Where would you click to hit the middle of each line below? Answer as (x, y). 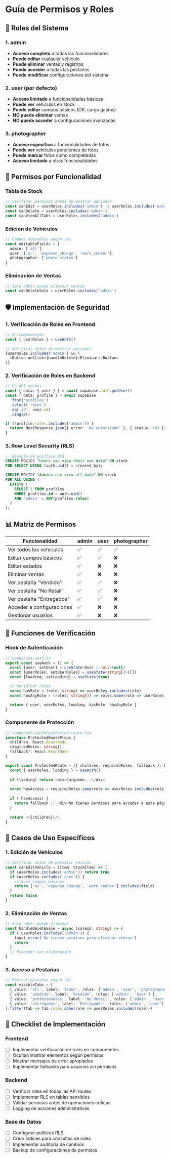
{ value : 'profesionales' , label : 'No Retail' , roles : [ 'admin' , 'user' (88, 999)
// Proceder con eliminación (40, 952)
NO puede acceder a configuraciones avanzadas (64, 120)
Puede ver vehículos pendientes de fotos (55, 150)
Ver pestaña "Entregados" (39, 599)
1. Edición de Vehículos (34, 852)
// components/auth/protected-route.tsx (49, 733)
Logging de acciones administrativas (51, 1108)
